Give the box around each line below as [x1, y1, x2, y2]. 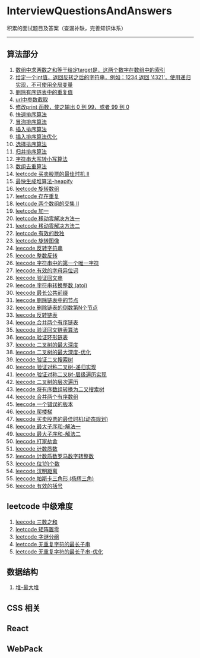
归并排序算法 [15, 147, 47, 155]
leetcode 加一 [15, 207, 49, 215]
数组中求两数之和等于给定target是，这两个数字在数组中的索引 [15, 66, 166, 73]
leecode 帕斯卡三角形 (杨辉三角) [15, 474, 94, 482]
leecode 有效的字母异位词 [15, 266, 79, 274]
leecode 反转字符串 [15, 244, 63, 251]
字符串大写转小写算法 [15, 155, 68, 162]
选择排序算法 [15, 140, 47, 147]
